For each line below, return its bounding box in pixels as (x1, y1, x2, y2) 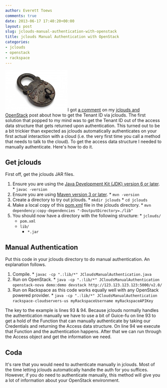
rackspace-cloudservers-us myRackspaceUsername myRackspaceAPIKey (12, 299, 154, 304)
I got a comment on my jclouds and (67, 107, 140, 113)
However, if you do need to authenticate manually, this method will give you (5, 372, 161, 378)
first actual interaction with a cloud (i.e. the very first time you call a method (5, 133, 161, 139)
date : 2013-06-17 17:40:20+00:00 (5, 18, 75, 23)
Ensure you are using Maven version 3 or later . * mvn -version (12, 192, 140, 198)
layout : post (5, 24, 32, 29)
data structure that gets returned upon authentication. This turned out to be (5, 123, 161, 129)
